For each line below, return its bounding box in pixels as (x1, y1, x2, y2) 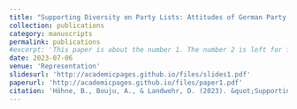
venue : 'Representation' (9, 62, 101, 71)
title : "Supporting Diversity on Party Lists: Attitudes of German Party (9, 12, 287, 22)
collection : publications (9, 21, 104, 30)
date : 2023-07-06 (9, 54, 73, 62)
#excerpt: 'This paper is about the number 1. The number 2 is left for (9, 46, 283, 54)
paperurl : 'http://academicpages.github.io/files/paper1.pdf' (9, 78, 243, 87)
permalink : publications (9, 37, 101, 47)
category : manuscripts (9, 29, 93, 38)
